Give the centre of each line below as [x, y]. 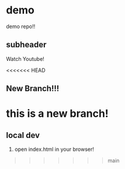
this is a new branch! [58, 114]
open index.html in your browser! [54, 149]
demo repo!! [21, 26]
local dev [23, 135]
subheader [26, 45]
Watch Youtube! [25, 58]
